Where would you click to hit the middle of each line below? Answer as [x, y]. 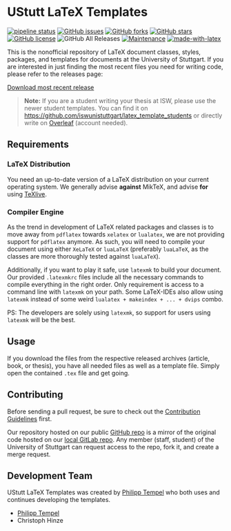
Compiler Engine [36, 212]
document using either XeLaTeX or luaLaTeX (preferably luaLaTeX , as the [108, 249]
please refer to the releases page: [55, 74]
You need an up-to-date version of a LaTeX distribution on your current [108, 179]
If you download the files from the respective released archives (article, [109, 358]
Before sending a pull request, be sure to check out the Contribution [104, 411]
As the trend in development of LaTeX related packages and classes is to [110, 227]
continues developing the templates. [59, 500]
